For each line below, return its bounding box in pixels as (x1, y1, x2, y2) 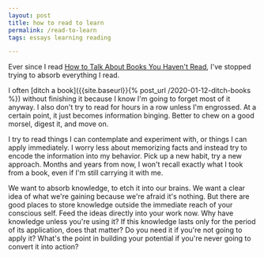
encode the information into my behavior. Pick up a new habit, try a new (8, 151, 243, 161)
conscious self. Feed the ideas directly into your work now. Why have (8, 208, 234, 218)
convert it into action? (8, 242, 79, 252)
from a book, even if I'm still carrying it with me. (8, 168, 164, 178)
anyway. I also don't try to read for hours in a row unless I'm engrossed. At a (8, 103, 257, 112)
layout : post (8, 11, 51, 20)
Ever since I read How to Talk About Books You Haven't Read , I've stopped (8, 62, 251, 72)
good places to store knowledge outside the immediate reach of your (8, 200, 233, 210)
